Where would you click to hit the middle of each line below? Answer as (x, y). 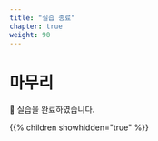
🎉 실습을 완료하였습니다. (52, 109)
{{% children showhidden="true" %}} (79, 127)
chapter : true (36, 26)
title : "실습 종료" (42, 18)
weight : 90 (30, 35)
